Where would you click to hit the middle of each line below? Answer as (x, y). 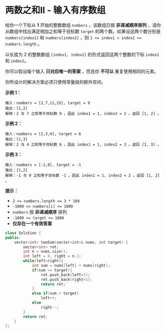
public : (13, 237)
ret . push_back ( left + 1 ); (66, 275)
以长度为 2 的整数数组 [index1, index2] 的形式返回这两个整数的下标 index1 (82, 54)
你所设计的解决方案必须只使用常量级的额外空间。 (55, 82)
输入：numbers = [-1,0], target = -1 (43, 165)
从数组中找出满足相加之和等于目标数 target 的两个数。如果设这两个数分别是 (83, 31)
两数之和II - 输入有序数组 (56, 10)
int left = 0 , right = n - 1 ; (52, 256)
